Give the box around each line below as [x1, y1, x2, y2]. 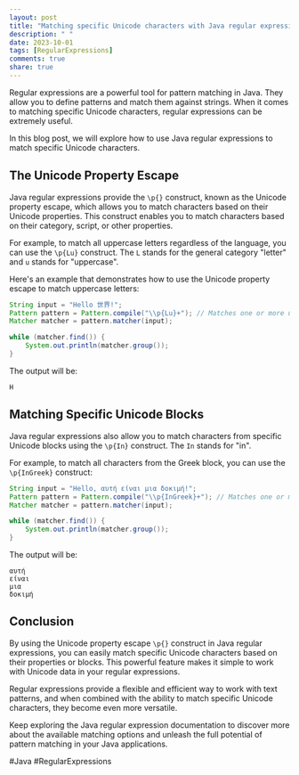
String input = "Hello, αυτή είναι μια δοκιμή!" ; [9, 484, 198, 493]
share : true [9, 63, 53, 72]
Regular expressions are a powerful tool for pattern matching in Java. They [9, 86, 284, 98]
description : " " [9, 29, 74, 38]
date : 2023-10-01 [9, 37, 74, 47]
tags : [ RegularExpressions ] [9, 46, 114, 55]
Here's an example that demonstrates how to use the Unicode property [9, 273, 271, 284]
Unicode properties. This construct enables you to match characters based [9, 210, 285, 221]
